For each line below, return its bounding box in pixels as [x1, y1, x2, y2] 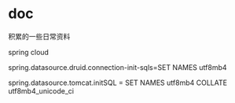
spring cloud [8, 47, 50, 57]
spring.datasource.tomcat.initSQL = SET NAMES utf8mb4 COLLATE [8, 78, 228, 87]
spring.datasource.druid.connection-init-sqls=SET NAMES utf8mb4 [8, 62, 227, 72]
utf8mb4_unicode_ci [8, 86, 75, 95]
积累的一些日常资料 [8, 31, 71, 41]
